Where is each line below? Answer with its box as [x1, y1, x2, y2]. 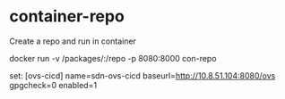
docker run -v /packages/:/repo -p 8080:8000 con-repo [9, 53, 217, 63]
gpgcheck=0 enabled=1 [9, 79, 97, 90]
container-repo [9, 6, 125, 27]
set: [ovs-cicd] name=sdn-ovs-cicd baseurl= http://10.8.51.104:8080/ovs [9, 70, 276, 81]
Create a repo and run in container [9, 36, 137, 46]
